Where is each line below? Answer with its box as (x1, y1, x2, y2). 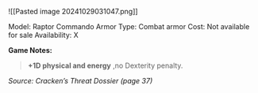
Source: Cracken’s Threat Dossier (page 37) (8, 76, 153, 85)
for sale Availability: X (8, 31, 79, 39)
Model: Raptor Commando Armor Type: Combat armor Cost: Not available (8, 22, 250, 31)
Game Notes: (8, 46, 53, 54)
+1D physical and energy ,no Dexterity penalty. (27, 61, 183, 70)
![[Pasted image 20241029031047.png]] (8, 7, 138, 16)
